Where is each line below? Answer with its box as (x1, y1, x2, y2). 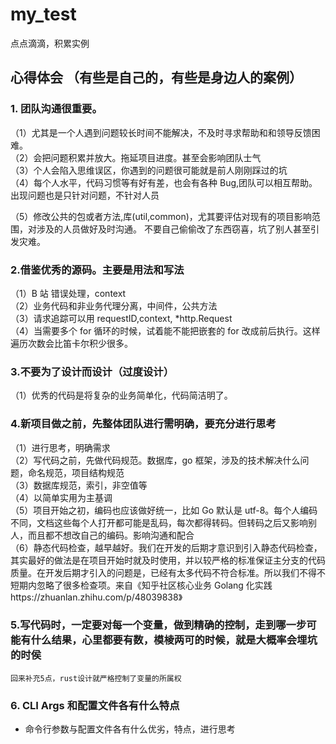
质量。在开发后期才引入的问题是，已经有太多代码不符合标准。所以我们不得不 (10, 566, 326, 578)
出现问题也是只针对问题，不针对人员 (10, 189, 160, 201)
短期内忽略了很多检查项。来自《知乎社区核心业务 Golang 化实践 (10, 579, 273, 591)
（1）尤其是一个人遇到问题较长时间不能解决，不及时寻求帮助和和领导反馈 (10, 126, 312, 138)
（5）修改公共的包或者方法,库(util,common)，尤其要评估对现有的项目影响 (10, 210, 312, 222)
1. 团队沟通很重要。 (10, 102, 103, 116)
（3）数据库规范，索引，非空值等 (10, 479, 148, 491)
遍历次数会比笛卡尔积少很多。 (10, 337, 133, 349)
